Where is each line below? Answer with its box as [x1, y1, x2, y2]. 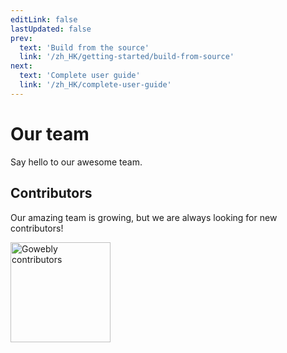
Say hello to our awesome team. [10, 156, 143, 168]
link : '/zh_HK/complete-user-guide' [19, 80, 172, 90]
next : [10, 61, 33, 71]
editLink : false [10, 14, 78, 25]
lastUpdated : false [10, 24, 92, 34]
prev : [10, 33, 33, 43]
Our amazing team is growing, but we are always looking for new [10, 211, 278, 223]
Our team [10, 122, 90, 145]
